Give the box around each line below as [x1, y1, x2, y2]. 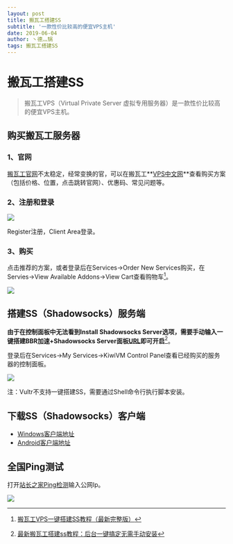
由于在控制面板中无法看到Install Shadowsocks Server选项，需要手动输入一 [7, 327, 223, 336]
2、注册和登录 [7, 197, 55, 207]
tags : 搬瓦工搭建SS [7, 42, 58, 49]
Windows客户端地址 [17, 430, 75, 438]
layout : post [7, 10, 45, 17]
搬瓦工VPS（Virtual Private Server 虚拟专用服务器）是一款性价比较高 [24, 99, 221, 107]
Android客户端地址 [17, 438, 71, 447]
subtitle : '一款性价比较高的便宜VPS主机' [7, 23, 116, 30]
